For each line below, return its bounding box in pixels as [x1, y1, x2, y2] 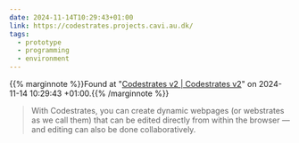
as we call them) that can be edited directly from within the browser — [30, 115, 290, 125]
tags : [9, 29, 29, 38]
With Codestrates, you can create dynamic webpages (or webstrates [30, 106, 285, 115]
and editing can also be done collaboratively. [30, 124, 196, 134]
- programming [17, 46, 70, 55]
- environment [17, 54, 70, 63]
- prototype [17, 37, 62, 47]
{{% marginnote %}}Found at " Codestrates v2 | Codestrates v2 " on [9, 79, 257, 89]
